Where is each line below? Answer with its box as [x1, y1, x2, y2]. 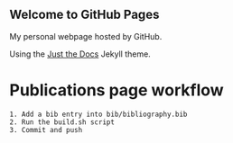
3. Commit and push [9, 125, 83, 134]
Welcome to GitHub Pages [9, 7, 160, 22]
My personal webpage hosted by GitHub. [9, 31, 163, 41]
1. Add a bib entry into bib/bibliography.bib [9, 110, 188, 119]
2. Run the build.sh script [9, 117, 116, 127]
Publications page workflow [9, 80, 224, 100]
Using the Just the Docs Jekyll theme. [9, 49, 151, 59]
